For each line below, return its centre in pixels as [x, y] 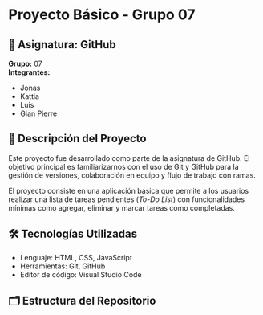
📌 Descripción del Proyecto [77, 139]
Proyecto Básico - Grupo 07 [102, 15]
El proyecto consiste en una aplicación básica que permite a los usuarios [129, 190]
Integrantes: [29, 72]
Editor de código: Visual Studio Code [81, 274]
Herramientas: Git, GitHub [63, 266]
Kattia [30, 96]
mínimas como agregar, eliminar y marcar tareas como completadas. [121, 207]
